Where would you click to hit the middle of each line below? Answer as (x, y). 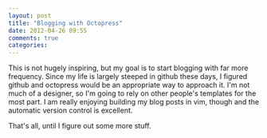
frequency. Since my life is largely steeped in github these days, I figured (128, 77)
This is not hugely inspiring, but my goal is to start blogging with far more (128, 68)
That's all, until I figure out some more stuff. (80, 126)
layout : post (30, 16)
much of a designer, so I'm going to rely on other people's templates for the (132, 93)
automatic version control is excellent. (71, 110)
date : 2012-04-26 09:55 (48, 30)
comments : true (33, 38)
